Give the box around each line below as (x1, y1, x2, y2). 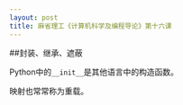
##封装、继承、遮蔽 (9, 47, 83, 58)
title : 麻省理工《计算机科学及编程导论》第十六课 (9, 22, 172, 31)
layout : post (9, 13, 59, 22)
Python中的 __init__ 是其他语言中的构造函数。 (9, 66, 178, 77)
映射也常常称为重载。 (9, 85, 88, 96)
